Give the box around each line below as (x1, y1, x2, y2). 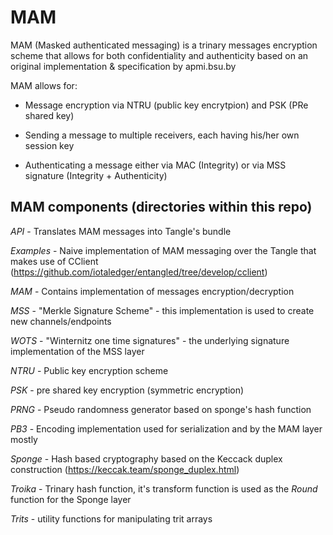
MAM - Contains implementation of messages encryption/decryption (10, 285, 295, 297)
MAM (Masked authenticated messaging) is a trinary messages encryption (10, 39, 318, 51)
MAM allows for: (10, 79, 78, 91)
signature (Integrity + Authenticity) (24, 169, 168, 181)
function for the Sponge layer (10, 493, 132, 505)
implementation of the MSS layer (10, 345, 145, 357)
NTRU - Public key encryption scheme (10, 364, 169, 376)
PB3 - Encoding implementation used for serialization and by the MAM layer (10, 422, 323, 435)
